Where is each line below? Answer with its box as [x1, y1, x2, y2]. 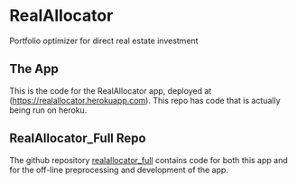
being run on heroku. [9, 105, 88, 115]
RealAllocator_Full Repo [9, 131, 146, 146]
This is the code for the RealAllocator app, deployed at [9, 85, 212, 96]
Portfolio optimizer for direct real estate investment [9, 35, 199, 46]
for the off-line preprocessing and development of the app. [9, 164, 228, 175]
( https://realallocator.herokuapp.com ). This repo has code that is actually [9, 95, 282, 106]
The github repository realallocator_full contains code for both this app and [9, 154, 289, 165]
